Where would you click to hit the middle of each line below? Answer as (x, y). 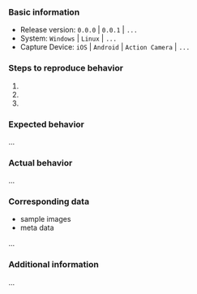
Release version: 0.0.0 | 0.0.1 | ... (79, 30)
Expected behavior (47, 124)
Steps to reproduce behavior (66, 68)
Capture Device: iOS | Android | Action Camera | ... (105, 47)
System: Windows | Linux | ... (69, 38)
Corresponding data (49, 201)
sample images (45, 219)
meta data (37, 228)
